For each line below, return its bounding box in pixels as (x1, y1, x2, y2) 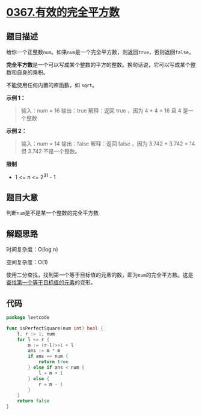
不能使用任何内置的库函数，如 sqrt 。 (6, 82, 98, 88)
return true (38, 359, 69, 365)
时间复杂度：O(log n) (6, 246, 58, 253)
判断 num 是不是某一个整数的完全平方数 (6, 209, 99, 217)
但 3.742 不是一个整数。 (20, 148, 81, 155)
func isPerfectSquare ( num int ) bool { (6, 325, 103, 331)
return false (17, 398, 50, 404)
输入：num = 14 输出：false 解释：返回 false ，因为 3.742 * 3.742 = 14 (20, 140, 195, 147)
